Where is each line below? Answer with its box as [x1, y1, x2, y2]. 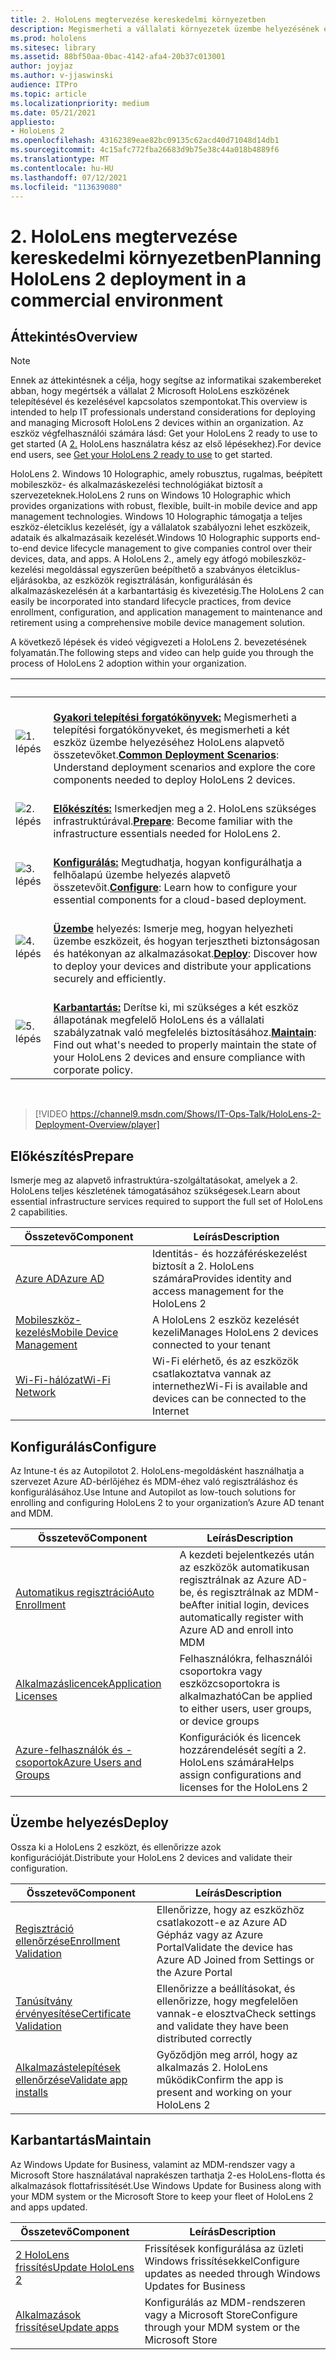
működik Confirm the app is [156, 2072, 284, 2086]
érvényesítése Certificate [15, 2006, 132, 2020]
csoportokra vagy [179, 1664, 263, 1678]
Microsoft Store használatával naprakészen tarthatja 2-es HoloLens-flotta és [10, 2169, 326, 2181]
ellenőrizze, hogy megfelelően [156, 1994, 299, 2008]
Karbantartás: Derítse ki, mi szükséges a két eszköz [53, 1001, 299, 1015]
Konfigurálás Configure [10, 1438, 157, 1455]
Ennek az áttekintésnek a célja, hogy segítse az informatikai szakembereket [10, 374, 322, 386]
